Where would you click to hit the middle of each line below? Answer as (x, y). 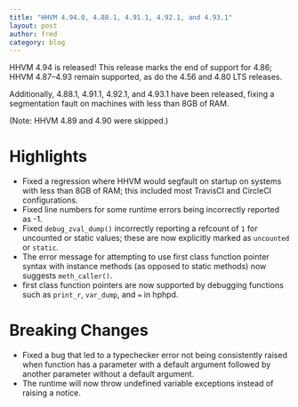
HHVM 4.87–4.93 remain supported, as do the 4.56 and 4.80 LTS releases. (146, 77)
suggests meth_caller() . (67, 275)
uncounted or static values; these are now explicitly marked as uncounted (156, 238)
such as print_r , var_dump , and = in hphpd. (100, 295)
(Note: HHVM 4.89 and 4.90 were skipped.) (89, 121)
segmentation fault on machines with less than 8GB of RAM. (119, 104)
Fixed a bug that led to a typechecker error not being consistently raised (154, 355)
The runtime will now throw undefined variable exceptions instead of (148, 384)
